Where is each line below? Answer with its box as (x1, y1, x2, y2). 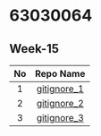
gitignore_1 (36, 82, 85, 95)
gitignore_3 (36, 112, 85, 123)
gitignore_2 (36, 98, 85, 109)
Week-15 (9, 41, 60, 56)
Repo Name (35, 68, 86, 80)
